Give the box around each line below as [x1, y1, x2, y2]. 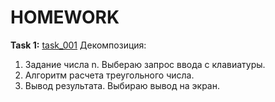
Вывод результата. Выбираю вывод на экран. [24, 79, 220, 91]
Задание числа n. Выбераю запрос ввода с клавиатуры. [24, 58, 266, 70]
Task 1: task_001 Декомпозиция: [10, 39, 147, 51]
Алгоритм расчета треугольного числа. [24, 69, 195, 81]
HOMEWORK [10, 6, 120, 29]
